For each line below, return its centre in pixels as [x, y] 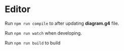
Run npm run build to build [33, 43]
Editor [18, 9]
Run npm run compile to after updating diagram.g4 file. [62, 23]
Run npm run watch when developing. [43, 33]
